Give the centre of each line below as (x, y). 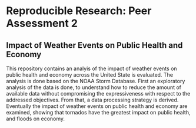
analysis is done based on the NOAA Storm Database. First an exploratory (96, 81)
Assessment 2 (42, 23)
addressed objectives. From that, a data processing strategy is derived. (92, 100)
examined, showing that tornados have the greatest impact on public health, (98, 112)
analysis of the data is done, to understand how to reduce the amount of (94, 87)
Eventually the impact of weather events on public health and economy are (97, 106)
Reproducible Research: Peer (79, 11)
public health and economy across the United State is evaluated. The (90, 75)
